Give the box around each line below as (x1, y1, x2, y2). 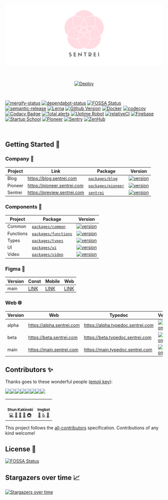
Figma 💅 (5, 265, 25, 272)
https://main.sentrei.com (28, 347, 78, 353)
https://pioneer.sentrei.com (27, 182, 84, 188)
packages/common (31, 224, 66, 229)
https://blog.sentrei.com (27, 175, 77, 182)
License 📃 (5, 445, 36, 453)
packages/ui (31, 245, 57, 251)
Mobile (45, 278, 60, 284)
